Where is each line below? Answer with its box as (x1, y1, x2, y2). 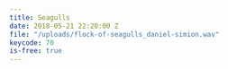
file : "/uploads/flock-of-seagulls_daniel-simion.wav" (9, 30, 220, 39)
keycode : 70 (9, 38, 54, 47)
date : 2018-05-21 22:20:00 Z (9, 22, 119, 30)
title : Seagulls (9, 13, 70, 22)
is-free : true (9, 47, 63, 56)
